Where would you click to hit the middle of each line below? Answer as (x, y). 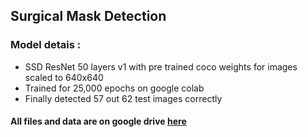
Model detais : (46, 45)
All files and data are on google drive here (98, 121)
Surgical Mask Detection (88, 16)
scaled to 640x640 (64, 77)
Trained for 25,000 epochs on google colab (114, 88)
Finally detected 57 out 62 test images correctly (123, 98)
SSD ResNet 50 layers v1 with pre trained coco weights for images (161, 66)
